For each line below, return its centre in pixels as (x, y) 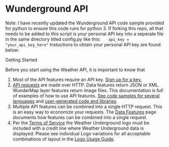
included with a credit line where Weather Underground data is (78, 128)
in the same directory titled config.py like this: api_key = (67, 39)
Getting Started (21, 60)
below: (12, 50)
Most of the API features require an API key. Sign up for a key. (77, 79)
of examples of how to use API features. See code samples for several (86, 96)
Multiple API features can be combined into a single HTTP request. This (87, 106)
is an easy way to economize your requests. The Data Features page (84, 112)
